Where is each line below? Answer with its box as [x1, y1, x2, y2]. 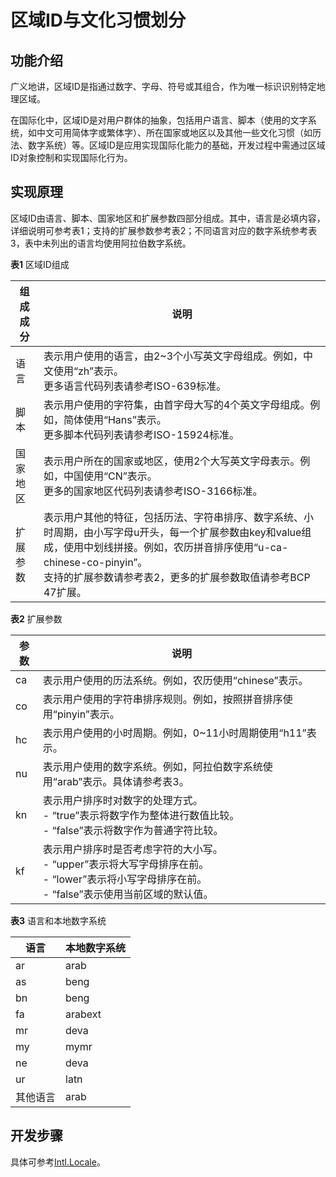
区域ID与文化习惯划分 [10, 9, 187, 32]
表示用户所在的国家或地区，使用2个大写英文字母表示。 [43, 454, 301, 468]
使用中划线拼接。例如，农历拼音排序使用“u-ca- [63, 540, 289, 554]
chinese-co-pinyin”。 [43, 555, 148, 569]
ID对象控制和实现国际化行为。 [10, 152, 133, 163]
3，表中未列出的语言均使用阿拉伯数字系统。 [10, 237, 192, 249]
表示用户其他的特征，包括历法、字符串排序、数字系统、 [43, 510, 304, 524]
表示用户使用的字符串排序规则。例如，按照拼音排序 [42, 692, 283, 706]
